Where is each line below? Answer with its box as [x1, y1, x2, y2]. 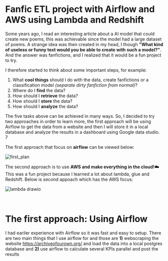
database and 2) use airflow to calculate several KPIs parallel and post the [5, 245, 158, 251]
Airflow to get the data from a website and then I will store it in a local [5, 124, 148, 130]
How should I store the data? [12, 98, 73, 104]
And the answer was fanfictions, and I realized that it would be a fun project [5, 52, 161, 58]
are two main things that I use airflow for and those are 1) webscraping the [5, 235, 159, 241]
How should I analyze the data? [12, 103, 79, 109]
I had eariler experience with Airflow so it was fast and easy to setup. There [5, 229, 161, 236]
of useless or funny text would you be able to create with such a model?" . [5, 47, 161, 53]
